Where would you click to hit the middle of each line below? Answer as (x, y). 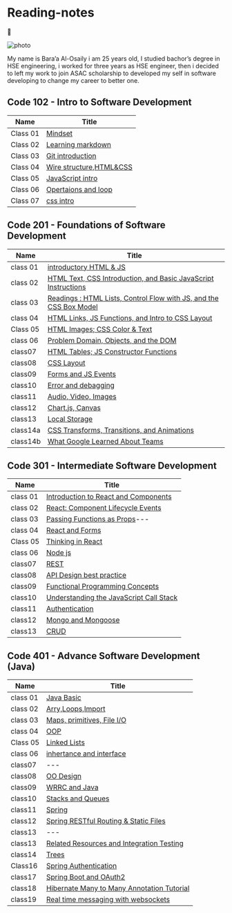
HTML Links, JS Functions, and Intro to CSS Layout (130, 317)
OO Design (64, 776)
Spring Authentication (81, 866)
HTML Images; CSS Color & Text (100, 329)
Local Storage (70, 419)
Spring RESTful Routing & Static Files (106, 821)
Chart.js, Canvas (74, 407)
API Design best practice (86, 576)
